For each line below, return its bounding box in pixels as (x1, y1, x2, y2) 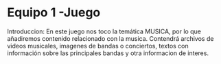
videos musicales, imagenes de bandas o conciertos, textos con (7, 42, 189, 50)
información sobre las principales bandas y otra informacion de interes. (7, 49, 209, 57)
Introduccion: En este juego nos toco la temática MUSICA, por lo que (7, 27, 201, 35)
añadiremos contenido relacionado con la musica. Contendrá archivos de (7, 34, 214, 42)
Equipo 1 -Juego (7, 5, 101, 20)
